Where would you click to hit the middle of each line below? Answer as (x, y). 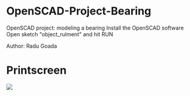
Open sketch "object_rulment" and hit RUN (60, 34)
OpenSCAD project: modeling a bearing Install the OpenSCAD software (95, 28)
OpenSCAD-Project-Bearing (79, 11)
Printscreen (36, 70)
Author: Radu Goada (32, 46)
